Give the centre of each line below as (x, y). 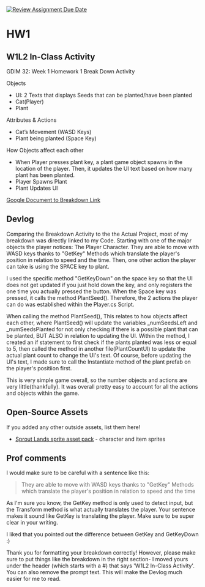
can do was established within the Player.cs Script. (70, 304)
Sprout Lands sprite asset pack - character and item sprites (90, 439)
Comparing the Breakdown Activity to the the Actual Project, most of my (97, 234)
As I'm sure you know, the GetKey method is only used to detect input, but (100, 503)
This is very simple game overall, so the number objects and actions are (97, 380)
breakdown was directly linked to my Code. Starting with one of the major (99, 240)
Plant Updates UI (36, 188)
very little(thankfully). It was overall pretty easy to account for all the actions (102, 386)
